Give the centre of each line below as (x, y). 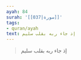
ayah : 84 (17, 12)
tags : (13, 23)
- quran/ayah (22, 28)
